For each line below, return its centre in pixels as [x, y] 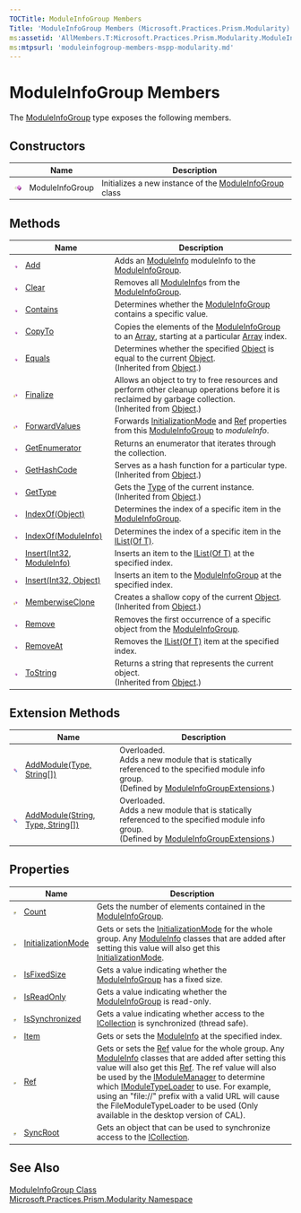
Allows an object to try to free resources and [196, 380]
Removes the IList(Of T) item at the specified [197, 641]
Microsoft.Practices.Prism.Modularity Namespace [101, 1199]
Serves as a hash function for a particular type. [201, 465]
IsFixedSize [45, 974]
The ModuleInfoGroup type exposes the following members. [120, 118]
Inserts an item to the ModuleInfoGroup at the [198, 575]
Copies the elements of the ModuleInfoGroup [197, 327]
